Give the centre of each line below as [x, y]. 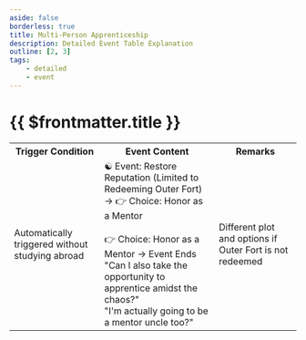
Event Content [157, 151]
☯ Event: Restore [141, 166]
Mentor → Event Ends [151, 253]
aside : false [34, 18]
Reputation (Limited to [152, 177]
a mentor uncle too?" [149, 322]
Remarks [255, 151]
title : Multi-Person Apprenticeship [79, 35]
